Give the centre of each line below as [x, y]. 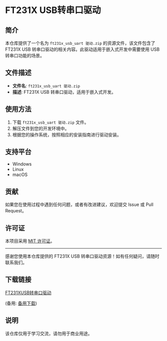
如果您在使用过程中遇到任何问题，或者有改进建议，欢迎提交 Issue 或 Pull [79, 204]
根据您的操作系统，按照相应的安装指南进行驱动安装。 [67, 135]
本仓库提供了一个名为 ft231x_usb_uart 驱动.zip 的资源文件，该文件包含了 [80, 43]
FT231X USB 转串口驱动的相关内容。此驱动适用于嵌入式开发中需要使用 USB [83, 49]
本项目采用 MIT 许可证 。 [30, 241]
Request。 [16, 211]
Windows [22, 164]
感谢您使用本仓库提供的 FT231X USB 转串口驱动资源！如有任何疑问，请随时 [83, 256]
